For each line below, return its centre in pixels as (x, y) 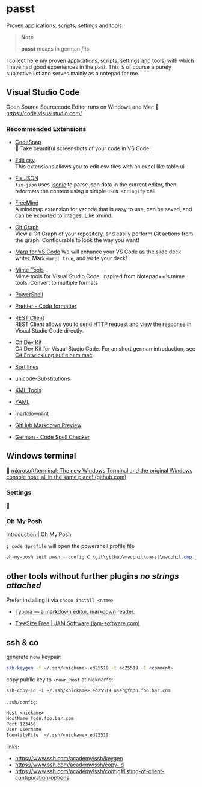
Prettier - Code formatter (46, 306)
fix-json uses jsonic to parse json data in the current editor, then (96, 185)
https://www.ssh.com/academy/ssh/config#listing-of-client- (90, 771)
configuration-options (42, 778)
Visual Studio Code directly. (49, 331)
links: (13, 747)
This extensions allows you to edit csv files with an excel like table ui (99, 167)
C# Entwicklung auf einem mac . (54, 355)
